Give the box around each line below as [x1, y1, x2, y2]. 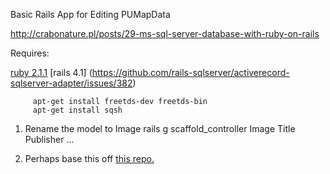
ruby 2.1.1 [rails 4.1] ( [10, 67, 93, 78]
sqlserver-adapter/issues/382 [10, 77, 133, 89]
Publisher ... [24, 134, 75, 145]
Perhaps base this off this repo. [24, 153, 155, 164]
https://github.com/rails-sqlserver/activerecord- [91, 67, 290, 78]
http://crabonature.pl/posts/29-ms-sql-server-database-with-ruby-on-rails [10, 28, 320, 39]
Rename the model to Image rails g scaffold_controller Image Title [24, 123, 296, 134]
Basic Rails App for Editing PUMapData [10, 9, 171, 20]
